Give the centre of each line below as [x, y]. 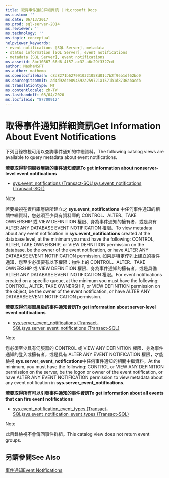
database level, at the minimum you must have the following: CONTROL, [80, 239]
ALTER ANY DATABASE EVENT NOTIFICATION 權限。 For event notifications [84, 275]
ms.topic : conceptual [28, 38]
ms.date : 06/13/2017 [27, 19]
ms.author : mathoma [26, 71]
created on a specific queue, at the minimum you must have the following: [82, 281]
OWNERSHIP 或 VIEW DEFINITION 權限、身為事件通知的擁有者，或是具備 [81, 268]
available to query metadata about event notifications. [61, 157]
